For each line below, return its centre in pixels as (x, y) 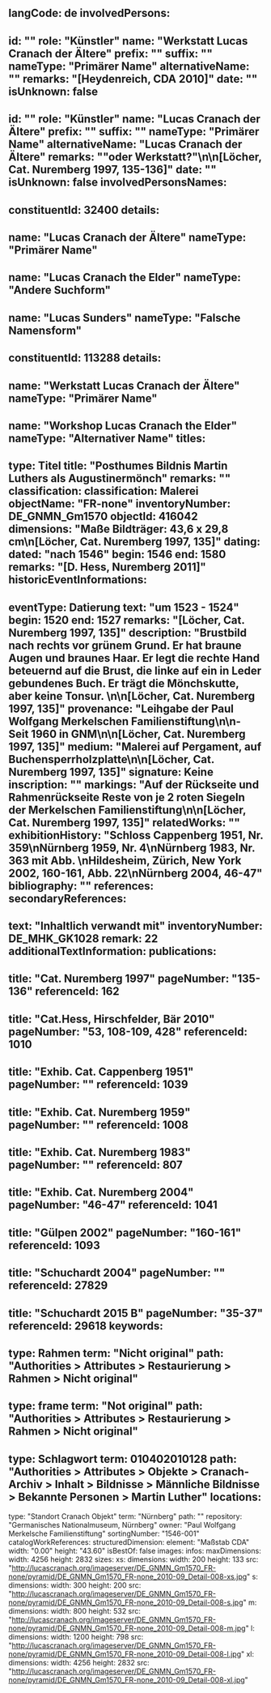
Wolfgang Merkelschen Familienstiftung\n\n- (125, 721)
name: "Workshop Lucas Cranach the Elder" (123, 426)
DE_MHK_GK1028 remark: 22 (83, 939)
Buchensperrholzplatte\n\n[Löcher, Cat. (111, 759)
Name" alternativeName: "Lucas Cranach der (125, 145)
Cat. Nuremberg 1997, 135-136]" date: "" (112, 170)
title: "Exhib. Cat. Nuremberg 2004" (101, 1193)
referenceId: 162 (77, 991)
